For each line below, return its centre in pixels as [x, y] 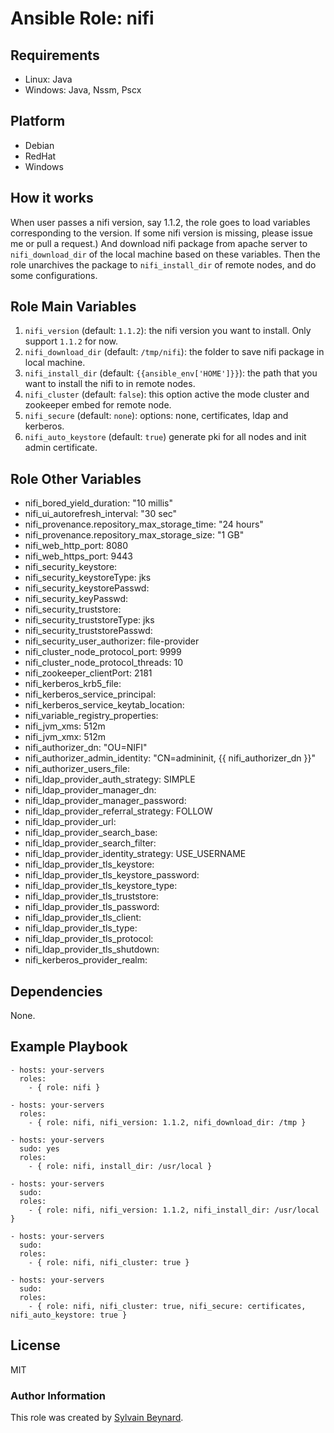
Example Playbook [69, 1047]
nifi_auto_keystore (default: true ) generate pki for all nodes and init [165, 437]
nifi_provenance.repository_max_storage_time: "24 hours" [144, 524]
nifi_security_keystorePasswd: [87, 588]
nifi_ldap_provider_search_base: [91, 833]
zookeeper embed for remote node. [98, 405]
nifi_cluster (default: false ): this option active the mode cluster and [167, 394]
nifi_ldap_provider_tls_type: [81, 928]
